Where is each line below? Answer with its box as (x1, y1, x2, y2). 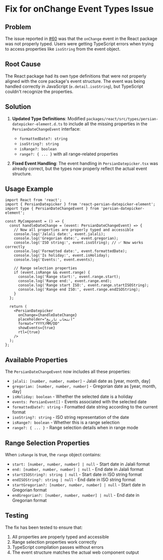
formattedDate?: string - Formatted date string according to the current (12, 404, 158, 410)
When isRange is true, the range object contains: (5, 452, 101, 458)
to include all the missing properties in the (63, 121, 147, 127)
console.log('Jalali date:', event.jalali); (14, 232, 106, 237)
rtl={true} (18, 330, 40, 335)
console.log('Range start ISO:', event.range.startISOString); (18, 283, 149, 288)
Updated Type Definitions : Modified (12, 115, 86, 121)
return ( (9, 304, 27, 309)
